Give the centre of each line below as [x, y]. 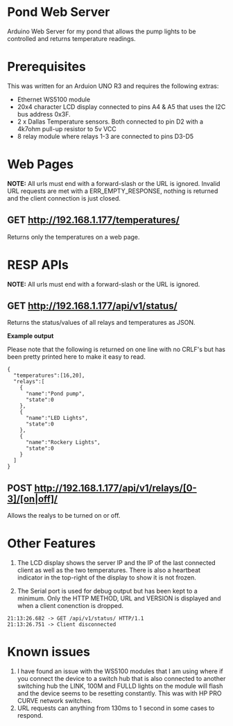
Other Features [51, 544]
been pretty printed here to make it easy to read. [76, 357]
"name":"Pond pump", [55, 394]
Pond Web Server [59, 12]
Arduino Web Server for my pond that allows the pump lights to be [102, 31]
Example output [31, 336]
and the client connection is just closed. [64, 198]
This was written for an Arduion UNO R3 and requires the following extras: [113, 86]
